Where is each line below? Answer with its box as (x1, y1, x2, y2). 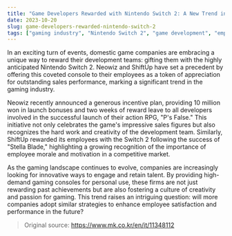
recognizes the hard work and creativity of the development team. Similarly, (7, 128, 223, 136)
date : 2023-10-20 (7, 17, 57, 24)
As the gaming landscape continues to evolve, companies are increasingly (7, 163, 219, 172)
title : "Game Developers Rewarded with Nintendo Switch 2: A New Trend (7, 10, 217, 17)
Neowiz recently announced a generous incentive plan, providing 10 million (7, 98, 221, 107)
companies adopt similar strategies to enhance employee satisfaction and (7, 200, 217, 208)
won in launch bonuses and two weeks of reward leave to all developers (7, 106, 213, 114)
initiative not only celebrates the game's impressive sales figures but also (7, 120, 215, 129)
